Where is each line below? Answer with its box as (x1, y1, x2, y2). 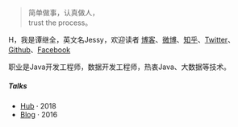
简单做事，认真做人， (27, 8, 99, 17)
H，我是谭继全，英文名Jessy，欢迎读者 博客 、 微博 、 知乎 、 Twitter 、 (8, 35, 236, 44)
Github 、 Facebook (8, 45, 71, 55)
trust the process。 (27, 18, 93, 27)
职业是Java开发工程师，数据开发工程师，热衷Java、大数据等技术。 (8, 62, 232, 72)
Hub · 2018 (19, 100, 56, 111)
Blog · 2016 (19, 109, 58, 119)
